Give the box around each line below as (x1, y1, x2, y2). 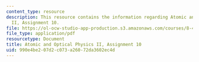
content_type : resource (6, 8, 65, 15)
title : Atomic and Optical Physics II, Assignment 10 (6, 42, 142, 48)
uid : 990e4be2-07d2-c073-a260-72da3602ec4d (6, 47, 115, 53)
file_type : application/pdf (6, 31, 76, 37)
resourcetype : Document (6, 36, 65, 42)
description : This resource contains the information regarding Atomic (6, 14, 187, 20)
